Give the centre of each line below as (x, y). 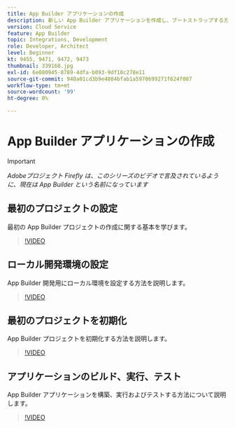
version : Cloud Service (42, 27)
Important (21, 161)
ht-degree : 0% (28, 99)
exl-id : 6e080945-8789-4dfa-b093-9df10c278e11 (76, 72)
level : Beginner (31, 53)
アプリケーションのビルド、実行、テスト (94, 377)
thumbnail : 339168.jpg (40, 66)
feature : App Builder (39, 33)
